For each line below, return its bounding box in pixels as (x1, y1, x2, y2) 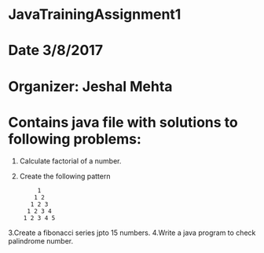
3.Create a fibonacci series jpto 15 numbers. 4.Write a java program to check (8, 228, 256, 237)
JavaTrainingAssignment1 (8, 5, 181, 24)
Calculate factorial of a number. (19, 156, 122, 166)
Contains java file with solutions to (8, 113, 238, 131)
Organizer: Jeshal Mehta (8, 77, 173, 95)
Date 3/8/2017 (8, 42, 104, 60)
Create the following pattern (19, 171, 111, 181)
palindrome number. (8, 236, 73, 245)
